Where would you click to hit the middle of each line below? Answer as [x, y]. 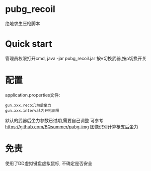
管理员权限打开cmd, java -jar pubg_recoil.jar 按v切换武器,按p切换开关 [76, 58]
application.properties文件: [33, 95]
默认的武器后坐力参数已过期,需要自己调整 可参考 [54, 120]
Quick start [29, 44]
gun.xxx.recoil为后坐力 [28, 105]
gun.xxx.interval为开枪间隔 [32, 110]
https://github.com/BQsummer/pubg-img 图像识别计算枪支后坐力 [72, 127]
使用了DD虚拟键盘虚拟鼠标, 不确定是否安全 [49, 163]
